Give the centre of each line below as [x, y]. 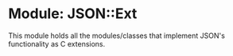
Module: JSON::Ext [73, 14]
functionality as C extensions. [57, 43]
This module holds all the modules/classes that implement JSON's [116, 35]
